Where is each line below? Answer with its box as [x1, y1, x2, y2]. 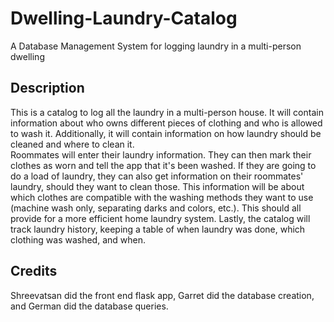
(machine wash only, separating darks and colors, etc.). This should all [10, 202, 302, 214]
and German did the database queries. [10, 300, 169, 312]
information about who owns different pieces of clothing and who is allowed [10, 117, 323, 129]
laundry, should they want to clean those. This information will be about [10, 180, 305, 192]
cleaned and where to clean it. [10, 138, 135, 150]
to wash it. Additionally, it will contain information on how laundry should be [10, 127, 322, 139]
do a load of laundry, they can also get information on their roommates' [10, 170, 304, 182]
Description [10, 80, 85, 97]
